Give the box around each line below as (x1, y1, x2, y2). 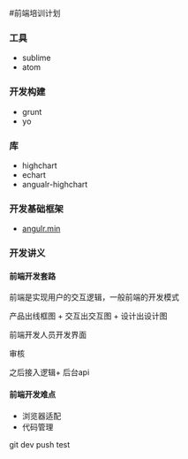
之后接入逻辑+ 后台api (9, 367, 90, 378)
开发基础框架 (9, 203, 64, 215)
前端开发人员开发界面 (9, 330, 86, 340)
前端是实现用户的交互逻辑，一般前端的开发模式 (9, 292, 179, 302)
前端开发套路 (9, 271, 56, 281)
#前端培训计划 (9, 8, 61, 18)
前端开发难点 (9, 388, 56, 400)
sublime (21, 52, 51, 64)
